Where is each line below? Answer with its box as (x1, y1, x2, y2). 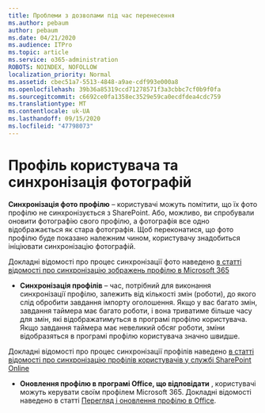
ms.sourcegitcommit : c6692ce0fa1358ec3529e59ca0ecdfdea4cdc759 (8, 93, 221, 101)
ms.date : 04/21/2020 (8, 33, 77, 42)
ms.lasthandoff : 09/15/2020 (8, 115, 101, 123)
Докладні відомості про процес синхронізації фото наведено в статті (8, 257, 242, 266)
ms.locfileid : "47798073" (8, 122, 93, 130)
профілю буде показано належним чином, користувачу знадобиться (8, 233, 241, 243)
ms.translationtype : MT (8, 100, 87, 108)
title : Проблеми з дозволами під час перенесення (8, 11, 176, 20)
